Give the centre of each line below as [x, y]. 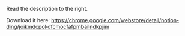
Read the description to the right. [47, 9]
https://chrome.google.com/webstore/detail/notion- [115, 20]
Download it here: [28, 20]
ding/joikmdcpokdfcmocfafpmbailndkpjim [58, 27]
